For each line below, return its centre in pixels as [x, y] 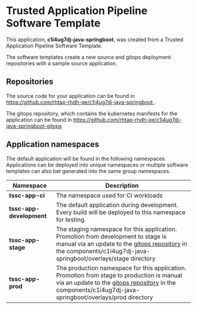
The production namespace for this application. [121, 268]
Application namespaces [53, 145]
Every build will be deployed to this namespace [121, 212]
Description [122, 185]
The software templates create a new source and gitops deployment [89, 57]
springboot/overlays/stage [93, 258]
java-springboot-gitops [34, 126]
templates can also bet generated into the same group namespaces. [89, 171]
